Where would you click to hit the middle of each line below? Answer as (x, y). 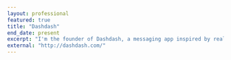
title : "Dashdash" (33, 26)
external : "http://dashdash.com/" (57, 46)
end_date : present (33, 33)
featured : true (29, 20)
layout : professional (38, 13)
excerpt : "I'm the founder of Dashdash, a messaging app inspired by (109, 39)
